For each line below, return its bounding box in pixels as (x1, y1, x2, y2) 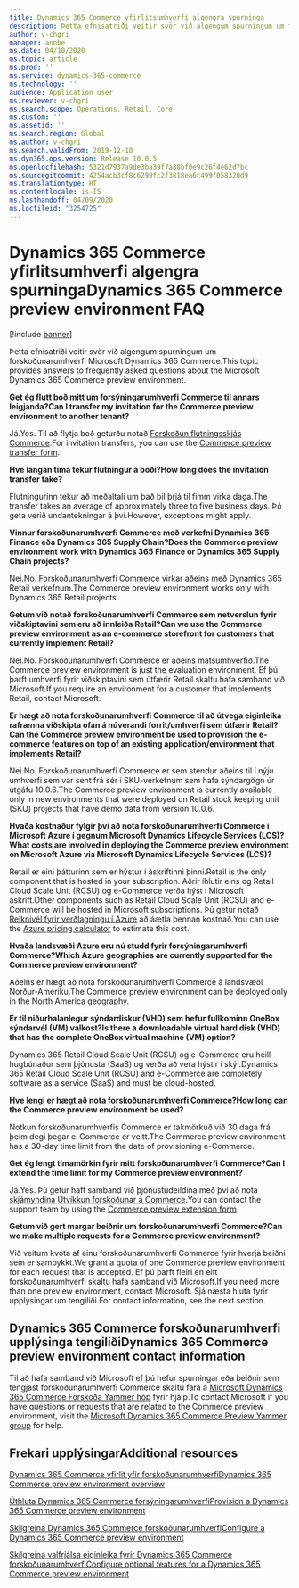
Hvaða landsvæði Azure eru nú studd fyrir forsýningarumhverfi (9, 940, 248, 951)
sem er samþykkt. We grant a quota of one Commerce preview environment (9, 1257, 286, 1268)
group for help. (9, 1419, 64, 1430)
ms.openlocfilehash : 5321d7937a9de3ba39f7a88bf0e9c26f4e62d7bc (9, 162, 249, 171)
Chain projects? (9, 555, 69, 567)
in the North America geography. (9, 996, 130, 1006)
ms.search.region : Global (9, 129, 105, 138)
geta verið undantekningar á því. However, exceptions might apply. (9, 509, 252, 520)
